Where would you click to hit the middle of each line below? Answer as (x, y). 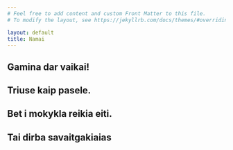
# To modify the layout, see (49, 20)
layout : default (31, 32)
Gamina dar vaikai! (49, 67)
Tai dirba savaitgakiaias (60, 137)
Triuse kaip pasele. (49, 91)
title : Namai (26, 39)
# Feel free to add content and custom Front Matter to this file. (107, 13)
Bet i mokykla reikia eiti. (60, 114)
